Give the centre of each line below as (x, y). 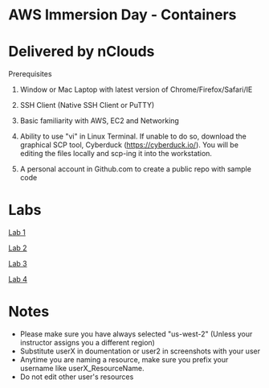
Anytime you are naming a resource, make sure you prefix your (124, 359)
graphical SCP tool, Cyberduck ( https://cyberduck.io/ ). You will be (129, 145)
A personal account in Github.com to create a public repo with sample (135, 169)
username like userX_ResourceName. (82, 368)
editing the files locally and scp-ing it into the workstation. (116, 154)
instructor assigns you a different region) (87, 343)
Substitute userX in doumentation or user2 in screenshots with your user (140, 351)
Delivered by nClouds (82, 52)
